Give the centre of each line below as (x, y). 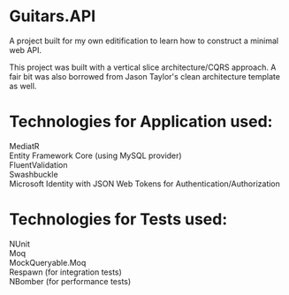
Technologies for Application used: (141, 122)
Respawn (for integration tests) (65, 272)
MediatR (24, 146)
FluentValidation (38, 164)
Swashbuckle (34, 174)
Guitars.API (53, 16)
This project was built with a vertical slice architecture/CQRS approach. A (143, 67)
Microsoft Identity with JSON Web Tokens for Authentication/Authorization (145, 184)
